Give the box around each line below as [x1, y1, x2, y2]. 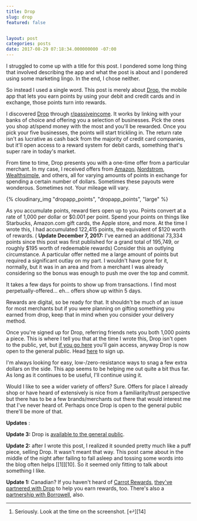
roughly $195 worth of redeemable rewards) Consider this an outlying [6, 245, 174, 251]
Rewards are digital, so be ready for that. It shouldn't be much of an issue [6, 298, 184, 306]
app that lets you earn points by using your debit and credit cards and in [6, 92, 181, 99]
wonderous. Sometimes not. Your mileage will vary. [6, 184, 130, 191]
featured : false [6, 19, 46, 25]
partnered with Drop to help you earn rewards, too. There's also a [6, 485, 164, 492]
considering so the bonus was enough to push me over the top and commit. [6, 270, 189, 277]
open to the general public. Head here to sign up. [6, 348, 125, 354]
